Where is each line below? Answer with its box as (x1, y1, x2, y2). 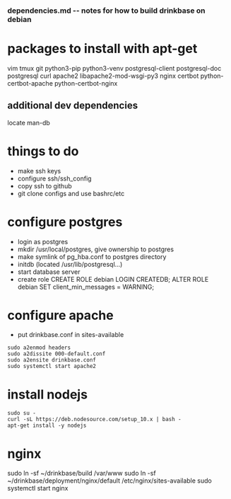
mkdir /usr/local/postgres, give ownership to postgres (17, 245, 174, 253)
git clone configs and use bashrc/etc (17, 189, 125, 197)
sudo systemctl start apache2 (7, 363, 97, 370)
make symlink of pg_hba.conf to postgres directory (17, 252, 167, 260)
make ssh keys (17, 166, 61, 175)
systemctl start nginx (7, 484, 69, 493)
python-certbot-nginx (54, 79, 118, 87)
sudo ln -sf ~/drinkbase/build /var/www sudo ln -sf (7, 469, 157, 478)
